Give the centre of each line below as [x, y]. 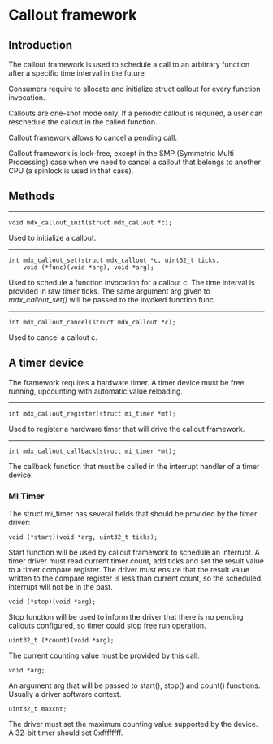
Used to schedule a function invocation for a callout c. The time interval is [132, 282]
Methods [32, 196]
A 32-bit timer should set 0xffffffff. [66, 733]
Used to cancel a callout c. [53, 337]
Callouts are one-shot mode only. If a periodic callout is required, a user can [136, 113]
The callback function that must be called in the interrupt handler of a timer [134, 466]
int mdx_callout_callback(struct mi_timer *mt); [92, 451]
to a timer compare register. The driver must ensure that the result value [129, 569]
